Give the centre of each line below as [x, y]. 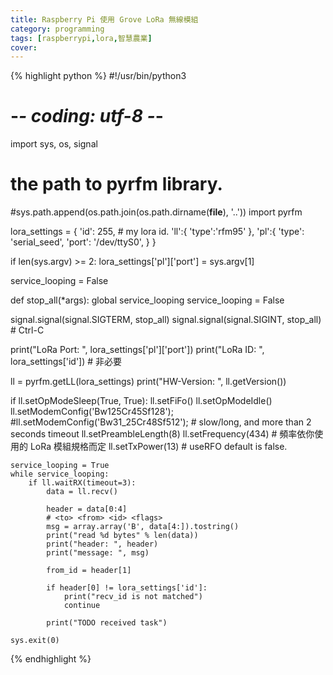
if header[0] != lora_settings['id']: [127, 588]
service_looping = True [60, 466]
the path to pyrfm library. [116, 184]
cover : [24, 47]
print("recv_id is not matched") [133, 597]
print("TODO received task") [107, 623]
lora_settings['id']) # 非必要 [66, 362]
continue [82, 606]
